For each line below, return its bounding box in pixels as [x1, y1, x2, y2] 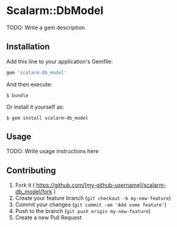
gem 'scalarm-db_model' [6, 70, 67, 76]
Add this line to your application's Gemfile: [6, 57, 113, 65]
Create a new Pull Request [15, 214, 82, 222]
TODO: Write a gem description [6, 24, 85, 31]
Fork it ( [15, 181, 35, 189]
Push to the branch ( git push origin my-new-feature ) [15, 207, 151, 215]
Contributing [6, 165, 56, 176]
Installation [6, 41, 50, 52]
